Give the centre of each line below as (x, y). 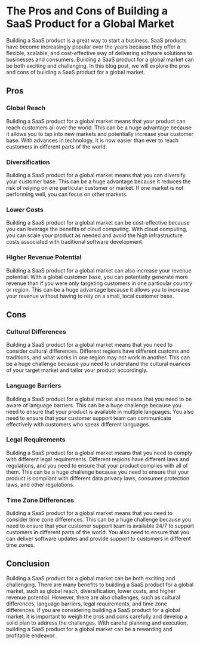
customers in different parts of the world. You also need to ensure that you (98, 532)
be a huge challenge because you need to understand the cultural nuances (99, 364)
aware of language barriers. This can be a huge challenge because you (94, 405)
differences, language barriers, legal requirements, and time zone (87, 604)
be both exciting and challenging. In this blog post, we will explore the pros (98, 66)
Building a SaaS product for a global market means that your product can (96, 121)
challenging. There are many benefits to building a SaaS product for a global (100, 585)
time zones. (21, 545)
